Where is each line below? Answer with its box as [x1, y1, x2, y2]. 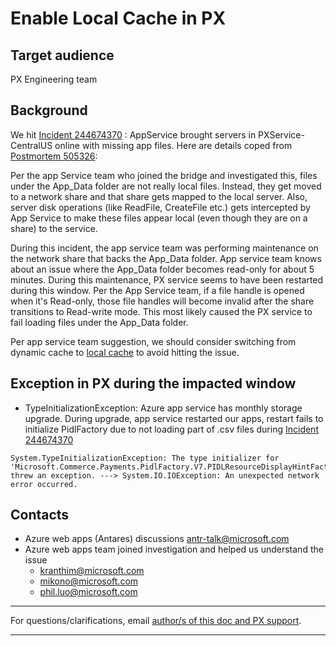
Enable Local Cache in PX [10, 7, 227, 30]
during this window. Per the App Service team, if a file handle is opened [10, 284, 305, 296]
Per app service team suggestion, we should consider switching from [10, 335, 297, 347]
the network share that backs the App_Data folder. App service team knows [10, 252, 322, 264]
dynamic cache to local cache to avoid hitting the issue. [10, 346, 240, 358]
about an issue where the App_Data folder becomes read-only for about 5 [10, 263, 315, 275]
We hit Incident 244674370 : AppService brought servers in [10, 128, 257, 141]
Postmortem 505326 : [10, 150, 98, 162]
